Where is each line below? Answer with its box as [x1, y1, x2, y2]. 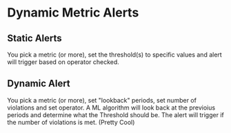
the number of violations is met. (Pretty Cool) [7, 118, 135, 126]
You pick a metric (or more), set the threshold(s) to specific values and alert [7, 50, 222, 59]
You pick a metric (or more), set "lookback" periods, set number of [7, 96, 197, 104]
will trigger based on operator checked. [7, 58, 119, 66]
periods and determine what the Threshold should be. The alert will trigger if [7, 110, 224, 119]
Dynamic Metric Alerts [7, 5, 139, 21]
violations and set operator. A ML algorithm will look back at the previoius [7, 103, 216, 112]
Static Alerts [7, 32, 62, 44]
